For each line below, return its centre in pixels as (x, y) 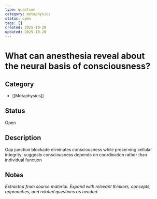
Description (23, 138)
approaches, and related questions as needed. (52, 192)
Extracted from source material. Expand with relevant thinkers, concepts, (78, 186)
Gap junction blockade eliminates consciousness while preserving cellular (78, 149)
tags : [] (14, 23)
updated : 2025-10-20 (26, 32)
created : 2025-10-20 (26, 28)
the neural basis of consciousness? (78, 66)
